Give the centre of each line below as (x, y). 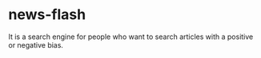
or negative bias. (36, 44)
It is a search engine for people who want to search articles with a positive (131, 37)
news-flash (47, 15)
